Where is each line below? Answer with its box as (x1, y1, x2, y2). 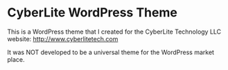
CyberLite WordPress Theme (7, 5, 178, 21)
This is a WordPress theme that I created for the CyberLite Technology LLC (7, 27, 222, 36)
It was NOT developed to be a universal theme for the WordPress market (7, 48, 215, 56)
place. (7, 55, 26, 63)
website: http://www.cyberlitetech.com (7, 34, 119, 43)
